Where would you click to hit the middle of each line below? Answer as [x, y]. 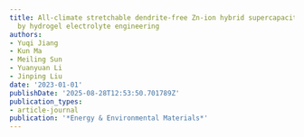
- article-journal [44, 110]
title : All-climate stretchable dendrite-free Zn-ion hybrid [127, 18]
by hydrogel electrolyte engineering [89, 26]
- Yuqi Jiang [34, 43]
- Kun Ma [26, 51]
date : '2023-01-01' [46, 85]
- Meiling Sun [36, 59]
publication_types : [46, 101]
